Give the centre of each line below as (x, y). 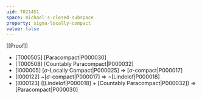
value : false (23, 29)
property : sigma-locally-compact (49, 23)
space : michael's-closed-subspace (50, 18)
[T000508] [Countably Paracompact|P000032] (74, 64)
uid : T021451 (23, 12)
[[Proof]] (17, 46)
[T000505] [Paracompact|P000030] (61, 57)
